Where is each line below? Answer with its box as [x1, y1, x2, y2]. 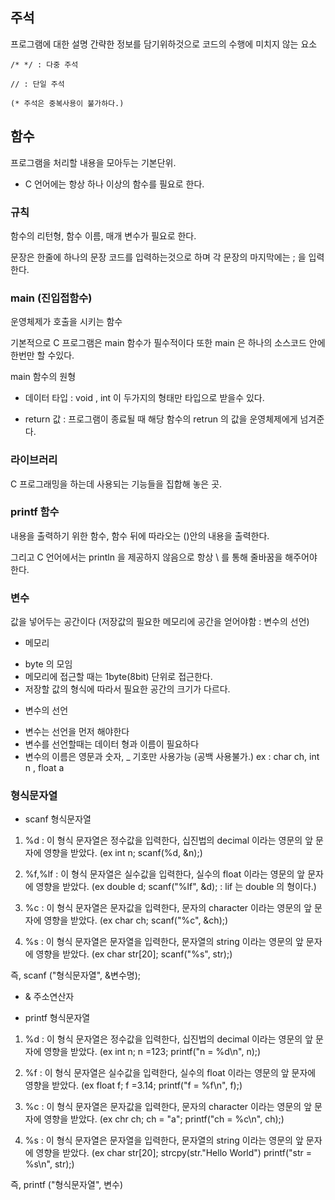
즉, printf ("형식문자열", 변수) [10, 1179, 124, 1191]
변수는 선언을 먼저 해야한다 [24, 726, 130, 738]
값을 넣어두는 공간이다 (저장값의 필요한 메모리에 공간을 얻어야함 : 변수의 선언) [10, 616, 310, 628]
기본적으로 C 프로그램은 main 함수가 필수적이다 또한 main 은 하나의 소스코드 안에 [10, 337, 326, 349]
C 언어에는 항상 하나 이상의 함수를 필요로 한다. [24, 178, 205, 190]
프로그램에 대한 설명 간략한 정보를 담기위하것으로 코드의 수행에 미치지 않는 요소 [10, 38, 318, 50]
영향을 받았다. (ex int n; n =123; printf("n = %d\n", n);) [43, 1046, 262, 1058]
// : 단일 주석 [10, 79, 65, 89]
